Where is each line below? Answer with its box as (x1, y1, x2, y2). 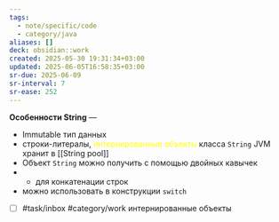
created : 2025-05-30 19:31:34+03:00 (9, 54, 145, 63)
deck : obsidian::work (9, 46, 90, 55)
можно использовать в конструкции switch (21, 186, 187, 196)
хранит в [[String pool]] (21, 147, 109, 158)
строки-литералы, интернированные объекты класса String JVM (21, 139, 271, 149)
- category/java (17, 29, 77, 38)
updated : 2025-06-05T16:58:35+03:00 (9, 63, 145, 72)
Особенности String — (9, 112, 98, 123)
